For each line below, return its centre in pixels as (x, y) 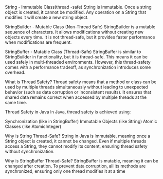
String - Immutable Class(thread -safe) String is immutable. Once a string (78, 7)
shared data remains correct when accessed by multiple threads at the (76, 97)
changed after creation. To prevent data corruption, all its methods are (75, 166)
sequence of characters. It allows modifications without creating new (74, 32)
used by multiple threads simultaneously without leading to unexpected (77, 87)
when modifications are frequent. (38, 42)
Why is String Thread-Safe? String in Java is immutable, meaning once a (78, 136)
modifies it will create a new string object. (47, 17)
